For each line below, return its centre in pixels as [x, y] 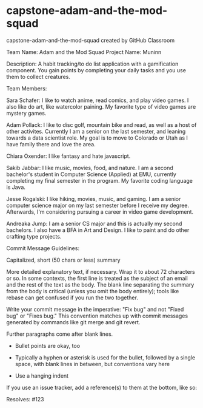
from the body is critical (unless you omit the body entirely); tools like [93, 291]
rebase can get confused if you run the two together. [72, 297]
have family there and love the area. [51, 144]
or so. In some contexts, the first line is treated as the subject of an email [97, 278]
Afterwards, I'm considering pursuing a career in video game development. [100, 212]
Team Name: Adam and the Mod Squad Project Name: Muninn [84, 52]
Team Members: [27, 88]
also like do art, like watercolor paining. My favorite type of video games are [101, 106]
